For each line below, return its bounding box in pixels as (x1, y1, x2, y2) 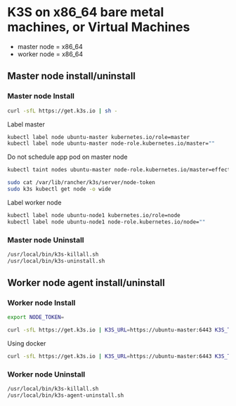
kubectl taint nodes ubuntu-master (7, 166, 112, 173)
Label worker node (7, 198, 62, 207)
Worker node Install (7, 298, 76, 308)
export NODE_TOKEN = (7, 314, 65, 321)
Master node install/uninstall (7, 70, 136, 82)
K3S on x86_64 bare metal (7, 4, 164, 20)
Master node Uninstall (7, 235, 84, 244)
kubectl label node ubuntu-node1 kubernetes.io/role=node (7, 211, 181, 218)
